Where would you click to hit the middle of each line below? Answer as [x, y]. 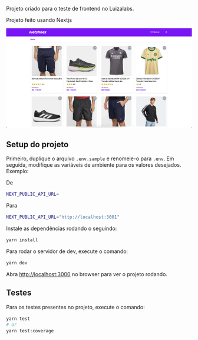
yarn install [22, 240]
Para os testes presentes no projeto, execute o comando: [76, 307]
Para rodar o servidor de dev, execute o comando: [67, 251]
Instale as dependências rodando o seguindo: [62, 229]
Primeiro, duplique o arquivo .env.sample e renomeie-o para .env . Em [90, 158]
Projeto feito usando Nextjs [39, 20]
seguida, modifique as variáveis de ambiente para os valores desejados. [94, 165]
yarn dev [17, 263]
